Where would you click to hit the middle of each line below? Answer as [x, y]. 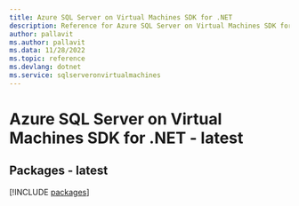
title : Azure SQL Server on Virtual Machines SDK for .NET [121, 17]
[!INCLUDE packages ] [49, 192]
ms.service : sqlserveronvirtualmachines [85, 75]
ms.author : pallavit [48, 42]
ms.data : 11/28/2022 [48, 51]
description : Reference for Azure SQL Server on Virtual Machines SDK [143, 26]
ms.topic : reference [48, 59]
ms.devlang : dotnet [45, 67]
